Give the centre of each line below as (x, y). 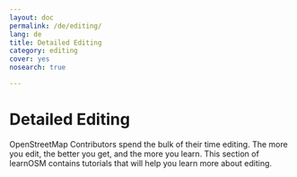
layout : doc (31, 17)
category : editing (44, 51)
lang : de (26, 34)
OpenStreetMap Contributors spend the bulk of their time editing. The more (149, 144)
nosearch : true (38, 68)
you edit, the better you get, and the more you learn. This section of (135, 154)
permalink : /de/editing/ (56, 26)
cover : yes (30, 59)
